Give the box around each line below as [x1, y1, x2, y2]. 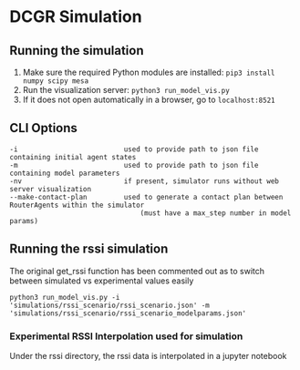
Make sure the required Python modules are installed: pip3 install [22, 67, 275, 77]
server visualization [9, 184, 92, 193]
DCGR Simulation [9, 6, 143, 27]
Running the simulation [9, 43, 144, 58]
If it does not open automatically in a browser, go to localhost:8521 [22, 94, 275, 105]
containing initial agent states [9, 152, 137, 161]
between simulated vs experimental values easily [9, 275, 194, 286]
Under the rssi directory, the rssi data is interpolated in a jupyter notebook [9, 350, 287, 361]
